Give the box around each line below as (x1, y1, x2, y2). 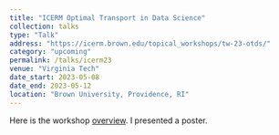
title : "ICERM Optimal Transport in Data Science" (9, 13, 206, 23)
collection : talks (9, 22, 79, 31)
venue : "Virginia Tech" (9, 65, 100, 74)
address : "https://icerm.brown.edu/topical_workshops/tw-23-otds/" (9, 38, 272, 48)
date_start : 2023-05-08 (9, 73, 100, 82)
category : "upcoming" (9, 47, 92, 57)
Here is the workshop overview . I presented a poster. (9, 115, 208, 126)
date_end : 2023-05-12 (9, 81, 92, 90)
